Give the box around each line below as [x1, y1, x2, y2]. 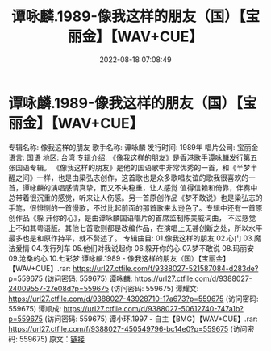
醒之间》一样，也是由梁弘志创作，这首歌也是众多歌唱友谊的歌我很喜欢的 [8, 173, 248, 182]
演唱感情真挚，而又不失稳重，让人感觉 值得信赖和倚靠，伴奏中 [50, 182, 258, 192]
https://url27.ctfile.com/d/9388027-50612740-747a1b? [63, 303, 244, 313]
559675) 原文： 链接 [19, 334, 85, 344]
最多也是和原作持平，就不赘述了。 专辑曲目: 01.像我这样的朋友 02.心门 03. [8, 233, 254, 243]
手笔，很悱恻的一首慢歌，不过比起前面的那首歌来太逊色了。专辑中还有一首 [8, 203, 256, 212]
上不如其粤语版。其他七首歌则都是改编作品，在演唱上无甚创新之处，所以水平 [8, 223, 263, 232]
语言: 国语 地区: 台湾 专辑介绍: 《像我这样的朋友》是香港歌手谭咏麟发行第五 [8, 153, 258, 162]
